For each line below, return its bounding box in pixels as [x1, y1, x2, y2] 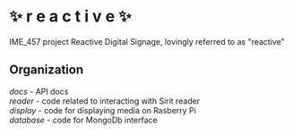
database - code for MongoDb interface [9, 114, 159, 125]
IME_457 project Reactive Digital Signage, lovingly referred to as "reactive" [9, 36, 285, 46]
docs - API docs [9, 86, 69, 96]
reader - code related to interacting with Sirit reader [9, 96, 201, 106]
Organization [9, 63, 83, 78]
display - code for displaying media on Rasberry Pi [9, 105, 197, 115]
